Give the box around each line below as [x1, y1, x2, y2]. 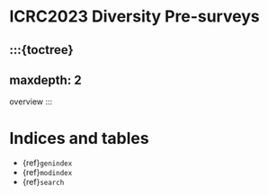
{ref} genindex [22, 157, 73, 168]
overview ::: [9, 96, 53, 107]
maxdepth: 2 [9, 72, 83, 87]
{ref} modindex [22, 167, 73, 178]
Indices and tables [9, 128, 150, 148]
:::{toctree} [9, 42, 74, 58]
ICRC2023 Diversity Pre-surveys [9, 6, 260, 27]
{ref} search [22, 177, 65, 188]
